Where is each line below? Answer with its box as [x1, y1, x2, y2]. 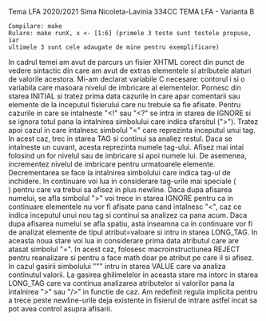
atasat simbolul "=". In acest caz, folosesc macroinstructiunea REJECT [8, 244, 241, 254]
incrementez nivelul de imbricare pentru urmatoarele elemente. [8, 159, 216, 169]
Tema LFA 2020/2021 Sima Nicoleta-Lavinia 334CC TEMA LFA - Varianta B [8, 7, 255, 16]
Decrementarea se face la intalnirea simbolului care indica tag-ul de [8, 168, 232, 177]
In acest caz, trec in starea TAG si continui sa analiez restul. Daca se [8, 134, 233, 143]
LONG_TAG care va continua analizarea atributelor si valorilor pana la [8, 279, 235, 287]
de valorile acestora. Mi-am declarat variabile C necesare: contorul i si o [8, 74, 245, 83]
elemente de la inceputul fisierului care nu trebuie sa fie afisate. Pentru [8, 100, 241, 109]
